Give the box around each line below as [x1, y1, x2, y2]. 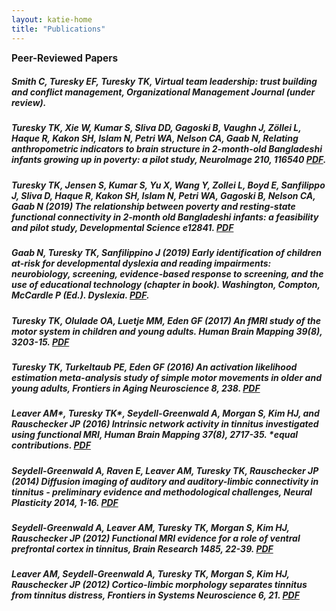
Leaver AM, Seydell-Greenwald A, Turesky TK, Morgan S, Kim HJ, [11, 568, 290, 580]
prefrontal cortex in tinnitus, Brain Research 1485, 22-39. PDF [11, 543, 274, 555]
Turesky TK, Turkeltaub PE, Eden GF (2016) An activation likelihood [11, 361, 298, 373]
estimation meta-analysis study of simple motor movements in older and [11, 371, 322, 383]
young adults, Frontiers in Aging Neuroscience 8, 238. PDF [11, 382, 261, 394]
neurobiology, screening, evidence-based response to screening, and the [11, 268, 324, 280]
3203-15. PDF [11, 336, 70, 348]
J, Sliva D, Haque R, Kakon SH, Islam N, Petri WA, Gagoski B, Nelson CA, [11, 189, 316, 201]
